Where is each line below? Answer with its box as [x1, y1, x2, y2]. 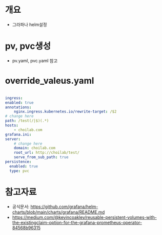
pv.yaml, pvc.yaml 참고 [12, 57, 58, 64]
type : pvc [9, 168, 29, 173]
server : [5, 137, 21, 141]
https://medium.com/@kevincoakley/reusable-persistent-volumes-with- [12, 214, 157, 220]
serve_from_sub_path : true [14, 155, 69, 160]
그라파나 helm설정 [12, 22, 47, 27]
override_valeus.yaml [5, 75, 94, 86]
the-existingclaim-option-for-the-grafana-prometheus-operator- [12, 219, 142, 225]
